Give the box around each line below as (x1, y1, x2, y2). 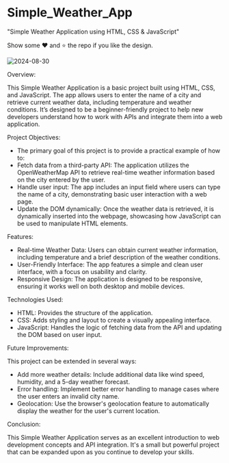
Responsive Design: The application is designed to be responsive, (16, 275, 203, 283)
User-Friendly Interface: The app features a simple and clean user (16, 260, 204, 268)
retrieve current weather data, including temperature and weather (7, 98, 192, 106)
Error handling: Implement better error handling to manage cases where (16, 385, 219, 393)
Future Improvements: (7, 344, 70, 352)
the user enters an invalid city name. (16, 392, 120, 400)
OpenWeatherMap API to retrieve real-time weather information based (16, 168, 215, 176)
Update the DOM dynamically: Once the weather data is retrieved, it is (16, 204, 214, 213)
